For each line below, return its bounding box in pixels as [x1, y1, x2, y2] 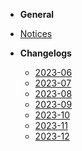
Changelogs [19, 47, 72, 59]
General [19, 9, 55, 20]
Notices [19, 28, 53, 39]
